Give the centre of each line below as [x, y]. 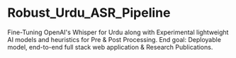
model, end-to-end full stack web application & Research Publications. [110, 47]
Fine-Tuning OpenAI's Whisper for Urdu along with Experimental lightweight [118, 32]
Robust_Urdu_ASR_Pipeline [89, 13]
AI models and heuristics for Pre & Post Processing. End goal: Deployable [114, 39]
